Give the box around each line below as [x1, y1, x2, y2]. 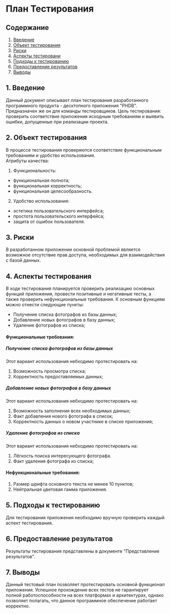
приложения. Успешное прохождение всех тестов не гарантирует [6, 587, 149, 593]
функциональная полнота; [13, 177, 70, 183]
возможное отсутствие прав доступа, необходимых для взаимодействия [6, 252, 165, 258]
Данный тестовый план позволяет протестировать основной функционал [6, 582, 165, 588]
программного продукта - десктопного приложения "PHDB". [6, 102, 138, 109]
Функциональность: [13, 167, 57, 173]
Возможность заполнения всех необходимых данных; [13, 408, 131, 414]
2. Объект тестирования [6, 133, 87, 142]
